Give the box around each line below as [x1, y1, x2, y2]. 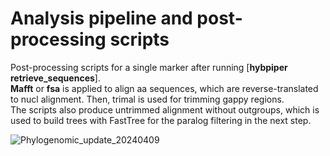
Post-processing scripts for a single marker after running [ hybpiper [10, 61, 288, 73]
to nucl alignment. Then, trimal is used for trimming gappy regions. [10, 93, 285, 105]
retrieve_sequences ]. [10, 72, 101, 84]
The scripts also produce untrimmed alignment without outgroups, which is [10, 103, 320, 116]
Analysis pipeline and [10, 7, 193, 30]
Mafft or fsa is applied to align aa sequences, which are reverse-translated [10, 82, 319, 94]
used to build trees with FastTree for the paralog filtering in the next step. [10, 114, 312, 126]
